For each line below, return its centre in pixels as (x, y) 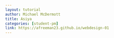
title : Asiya (19, 19)
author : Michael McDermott (33, 14)
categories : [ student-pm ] (32, 23)
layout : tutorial (23, 10)
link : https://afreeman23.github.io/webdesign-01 (57, 28)
